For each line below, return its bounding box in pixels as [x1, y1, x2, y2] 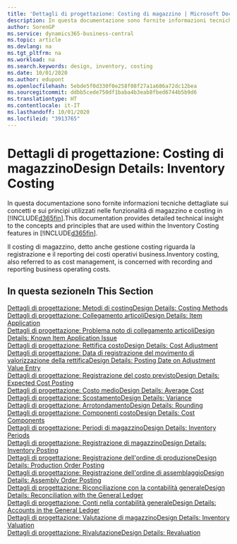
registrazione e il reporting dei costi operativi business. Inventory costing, [7, 249, 220, 258]
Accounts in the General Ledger [7, 506, 100, 514]
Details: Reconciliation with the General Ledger [7, 491, 143, 500]
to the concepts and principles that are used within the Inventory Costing [7, 221, 219, 230]
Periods [7, 431, 30, 440]
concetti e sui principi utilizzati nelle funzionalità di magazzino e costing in [7, 206, 223, 215]
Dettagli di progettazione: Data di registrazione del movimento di [7, 349, 195, 357]
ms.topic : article [7, 37, 61, 44]
